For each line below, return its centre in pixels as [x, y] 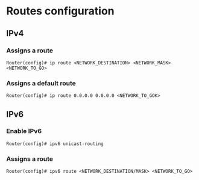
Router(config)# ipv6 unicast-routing [55, 144]
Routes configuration [60, 11]
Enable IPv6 [24, 131]
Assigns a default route [41, 83]
